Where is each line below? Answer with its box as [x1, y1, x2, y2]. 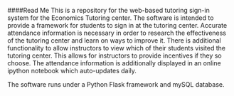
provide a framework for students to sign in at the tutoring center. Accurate [7, 21, 228, 29]
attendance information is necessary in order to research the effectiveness [7, 28, 226, 37]
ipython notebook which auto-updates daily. [7, 67, 137, 75]
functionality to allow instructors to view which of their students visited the [7, 44, 226, 52]
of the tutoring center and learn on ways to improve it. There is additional [7, 36, 222, 45]
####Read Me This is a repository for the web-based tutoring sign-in [7, 6, 210, 14]
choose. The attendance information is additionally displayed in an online [7, 59, 222, 67]
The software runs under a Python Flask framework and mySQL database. [7, 80, 225, 88]
